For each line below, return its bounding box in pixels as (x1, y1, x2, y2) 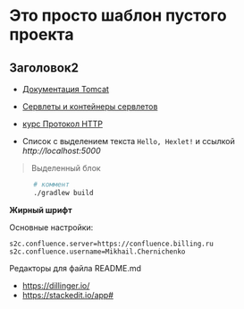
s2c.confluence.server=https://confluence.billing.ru (9, 239, 215, 248)
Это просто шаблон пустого (9, 5, 227, 26)
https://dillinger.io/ (21, 279, 90, 291)
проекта (9, 24, 74, 45)
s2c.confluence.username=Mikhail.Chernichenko (9, 247, 186, 256)
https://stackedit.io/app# (21, 289, 114, 300)
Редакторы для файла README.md (9, 262, 141, 273)
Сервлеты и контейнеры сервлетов (21, 101, 158, 112)
